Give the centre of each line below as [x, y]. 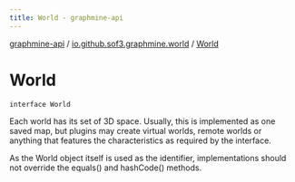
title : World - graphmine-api [67, 18]
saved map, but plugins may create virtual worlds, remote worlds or [136, 130]
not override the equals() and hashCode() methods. [106, 168]
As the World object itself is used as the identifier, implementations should [148, 158]
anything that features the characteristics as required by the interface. [141, 140]
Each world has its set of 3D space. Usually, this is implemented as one [143, 121]
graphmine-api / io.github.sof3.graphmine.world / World [114, 43]
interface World [40, 104]
